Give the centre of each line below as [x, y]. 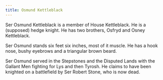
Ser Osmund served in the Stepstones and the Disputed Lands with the [80, 61]
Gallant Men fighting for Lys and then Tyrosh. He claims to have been [78, 66]
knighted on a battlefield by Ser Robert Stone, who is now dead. [73, 72]
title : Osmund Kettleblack [34, 10]
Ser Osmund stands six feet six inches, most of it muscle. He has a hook [81, 45]
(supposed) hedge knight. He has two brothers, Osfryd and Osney [75, 30]
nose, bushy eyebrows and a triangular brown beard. [61, 51]
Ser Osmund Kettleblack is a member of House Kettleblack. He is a [76, 25]
